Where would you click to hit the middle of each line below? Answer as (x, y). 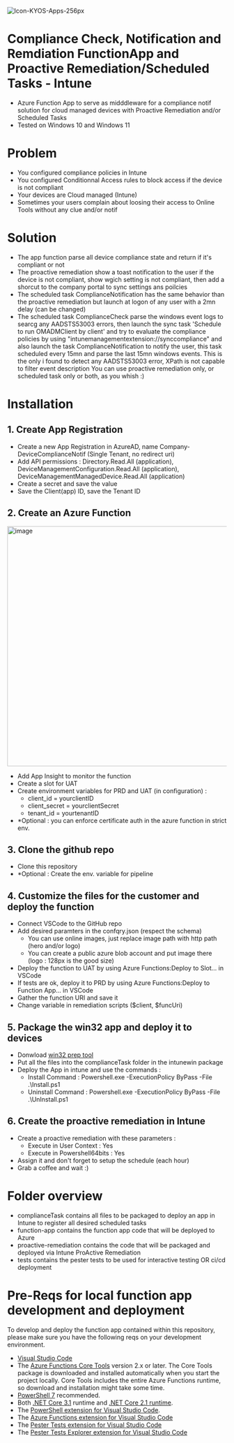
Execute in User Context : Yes (70, 1146)
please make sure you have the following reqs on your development (104, 1337)
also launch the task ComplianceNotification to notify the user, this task (119, 346)
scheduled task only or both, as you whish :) (81, 376)
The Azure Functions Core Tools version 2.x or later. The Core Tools (115, 1366)
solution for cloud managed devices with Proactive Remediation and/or (119, 110)
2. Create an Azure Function (69, 513)
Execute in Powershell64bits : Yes (76, 1153)
